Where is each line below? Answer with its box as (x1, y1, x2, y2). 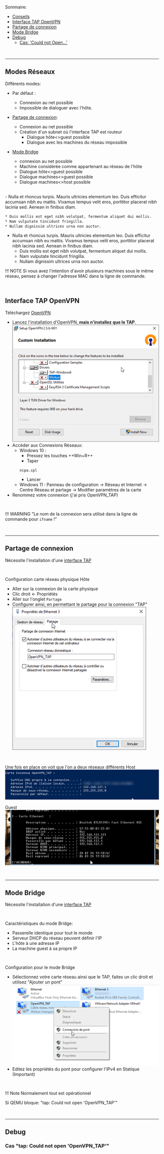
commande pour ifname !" (5, 516, 57, 522)
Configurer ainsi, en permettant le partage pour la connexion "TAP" (12, 601, 148, 607)
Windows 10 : (19, 447, 47, 453)
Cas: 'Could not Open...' (19, 40, 68, 45)
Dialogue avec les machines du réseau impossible (26, 139, 127, 145)
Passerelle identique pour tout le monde (12, 930, 93, 936)
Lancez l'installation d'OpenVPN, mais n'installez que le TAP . (12, 319, 136, 325)
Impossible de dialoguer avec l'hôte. (19, 105, 93, 110)
